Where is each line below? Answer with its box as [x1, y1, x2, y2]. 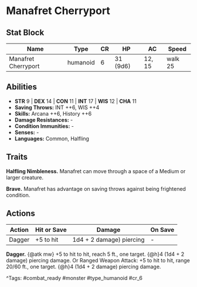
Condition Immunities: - [14, 122, 74, 130]
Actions [6, 208, 35, 218]
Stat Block [6, 28, 45, 38]
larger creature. [6, 174, 44, 181]
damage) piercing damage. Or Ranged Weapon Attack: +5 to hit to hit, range [6, 257, 191, 264]
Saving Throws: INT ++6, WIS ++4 [14, 104, 100, 111]
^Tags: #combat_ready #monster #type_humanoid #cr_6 [6, 275, 142, 282]
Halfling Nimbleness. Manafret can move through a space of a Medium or [6, 167, 186, 174]
